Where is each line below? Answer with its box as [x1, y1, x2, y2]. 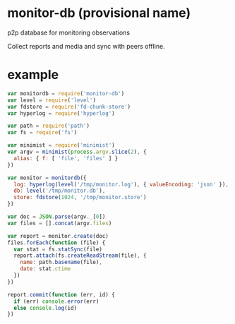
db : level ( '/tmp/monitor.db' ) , [13, 187, 106, 195]
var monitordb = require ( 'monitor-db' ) [7, 90, 125, 97]
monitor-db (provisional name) [7, 5, 191, 21]
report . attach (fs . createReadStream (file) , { [13, 252, 147, 259]
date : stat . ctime [20, 265, 71, 272]
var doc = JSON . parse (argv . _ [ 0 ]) [7, 213, 106, 220]
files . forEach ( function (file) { [7, 239, 106, 246]
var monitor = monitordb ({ [7, 174, 87, 181]
